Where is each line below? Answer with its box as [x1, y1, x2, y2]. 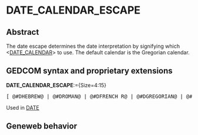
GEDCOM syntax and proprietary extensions [6, 66, 173, 76]
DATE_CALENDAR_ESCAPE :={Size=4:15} [6, 81, 107, 88]
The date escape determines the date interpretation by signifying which [6, 42, 180, 50]
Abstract [6, 27, 39, 37]
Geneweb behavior [6, 121, 78, 131]
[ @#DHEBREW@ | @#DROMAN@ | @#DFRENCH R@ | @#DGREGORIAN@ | [6, 93, 184, 100]
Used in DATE [6, 104, 39, 111]
